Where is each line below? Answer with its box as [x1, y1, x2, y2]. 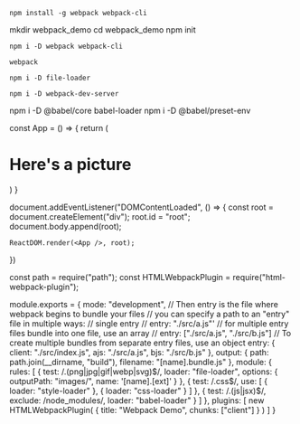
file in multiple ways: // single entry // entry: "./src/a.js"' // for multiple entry [9, 317, 289, 329]
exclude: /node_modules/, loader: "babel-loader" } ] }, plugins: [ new [9, 394, 265, 406]
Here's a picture [9, 155, 132, 175]
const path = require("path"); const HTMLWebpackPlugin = [9, 271, 231, 282]
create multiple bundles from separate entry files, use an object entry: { [9, 337, 276, 348]
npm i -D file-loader [9, 73, 91, 82]
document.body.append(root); [9, 221, 122, 231]
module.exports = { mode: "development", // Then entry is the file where [9, 298, 278, 309]
